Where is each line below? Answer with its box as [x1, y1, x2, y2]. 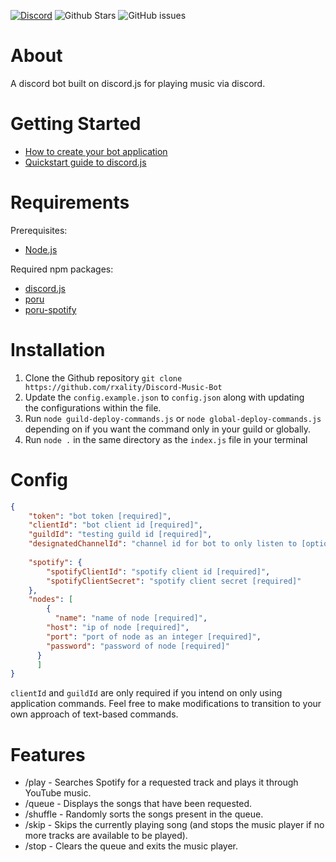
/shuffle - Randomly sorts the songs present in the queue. [24, 808, 264, 820]
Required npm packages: [10, 263, 114, 275]
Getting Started [10, 113, 142, 135]
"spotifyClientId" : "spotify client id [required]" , [46, 566, 271, 577]
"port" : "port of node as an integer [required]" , [46, 631, 262, 642]
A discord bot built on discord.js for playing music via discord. [10, 77, 266, 89]
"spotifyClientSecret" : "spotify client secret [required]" [46, 576, 302, 586]
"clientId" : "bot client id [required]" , [28, 520, 203, 530]
